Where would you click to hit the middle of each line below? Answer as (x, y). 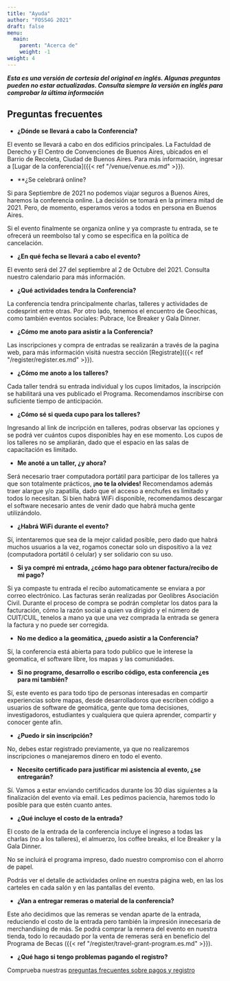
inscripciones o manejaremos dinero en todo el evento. (85, 756)
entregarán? (35, 776)
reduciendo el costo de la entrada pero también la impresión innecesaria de (114, 921)
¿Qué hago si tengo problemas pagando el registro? (92, 957)
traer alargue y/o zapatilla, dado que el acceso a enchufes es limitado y (108, 490)
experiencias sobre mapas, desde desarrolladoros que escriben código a (111, 700)
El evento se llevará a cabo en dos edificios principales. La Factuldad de (109, 144)
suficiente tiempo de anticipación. (55, 401)
